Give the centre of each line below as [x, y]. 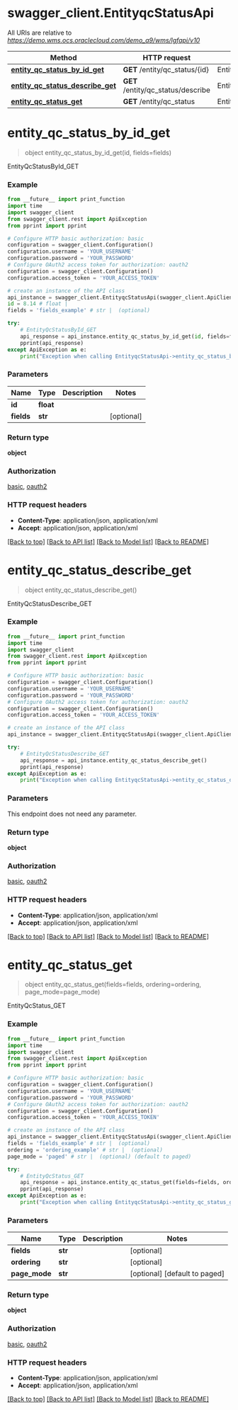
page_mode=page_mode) [62, 992]
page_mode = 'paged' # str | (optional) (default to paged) [100, 1156]
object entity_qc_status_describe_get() [81, 590]
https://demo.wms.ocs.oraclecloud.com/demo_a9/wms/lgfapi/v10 [104, 40]
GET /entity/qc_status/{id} [166, 69]
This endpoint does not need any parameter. [72, 814]
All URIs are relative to [40, 33]
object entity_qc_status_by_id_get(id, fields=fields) [98, 152]
